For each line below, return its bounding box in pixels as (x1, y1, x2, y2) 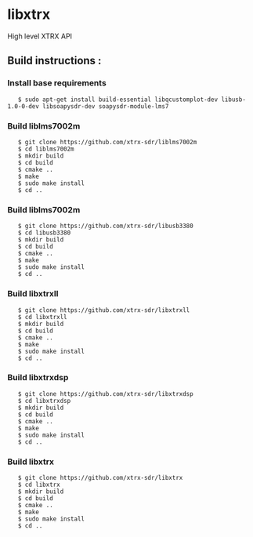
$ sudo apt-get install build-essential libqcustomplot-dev (17, 96, 219, 103)
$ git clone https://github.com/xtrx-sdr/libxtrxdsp (17, 390, 193, 397)
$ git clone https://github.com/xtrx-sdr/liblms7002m (17, 138, 197, 146)
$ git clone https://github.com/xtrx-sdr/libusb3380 (17, 222, 193, 230)
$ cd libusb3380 (17, 229, 71, 237)
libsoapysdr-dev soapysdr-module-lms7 (42, 102, 169, 111)
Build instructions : (7, 54, 102, 67)
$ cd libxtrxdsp (17, 397, 71, 405)
